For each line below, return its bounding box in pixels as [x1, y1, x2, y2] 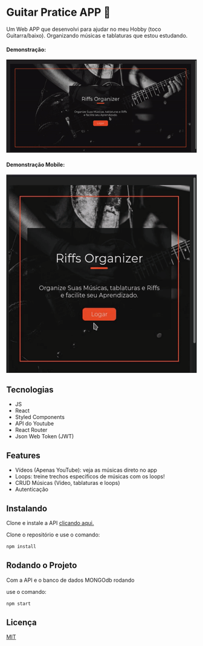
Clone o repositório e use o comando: [6, 531, 100, 538]
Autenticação [14, 486, 48, 493]
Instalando [6, 503, 47, 513]
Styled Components [14, 414, 65, 421]
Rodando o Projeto [6, 560, 77, 571]
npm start [6, 601, 31, 607]
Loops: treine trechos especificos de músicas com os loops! [14, 473, 165, 480]
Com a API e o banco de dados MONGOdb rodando [6, 576, 135, 584]
